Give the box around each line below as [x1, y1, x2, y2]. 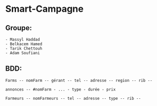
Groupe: [5, 24, 32, 32]
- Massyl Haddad [5, 37, 40, 42]
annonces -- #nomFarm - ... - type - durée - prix [5, 87, 116, 92]
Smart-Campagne [5, 3, 84, 15]
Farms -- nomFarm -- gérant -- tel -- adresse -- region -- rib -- [5, 78, 153, 83]
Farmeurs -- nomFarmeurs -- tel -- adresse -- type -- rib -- [5, 96, 141, 101]
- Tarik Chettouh [5, 46, 43, 51]
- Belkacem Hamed [5, 41, 43, 47]
